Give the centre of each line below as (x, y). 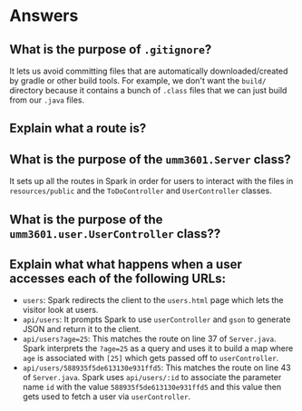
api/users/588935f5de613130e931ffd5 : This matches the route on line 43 (157, 367)
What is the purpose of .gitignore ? (111, 49)
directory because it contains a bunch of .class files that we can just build (148, 90)
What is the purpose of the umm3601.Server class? (151, 159)
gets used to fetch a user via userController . (107, 396)
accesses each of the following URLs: (118, 278)
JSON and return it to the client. (82, 329)
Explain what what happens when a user (126, 264)
